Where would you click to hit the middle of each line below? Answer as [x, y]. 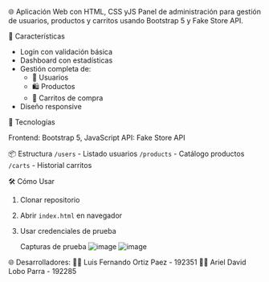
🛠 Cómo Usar [31, 181]
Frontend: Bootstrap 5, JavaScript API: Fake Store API [97, 137]
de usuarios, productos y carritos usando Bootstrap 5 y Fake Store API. [126, 20]
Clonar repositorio [50, 200]
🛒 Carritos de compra [67, 98]
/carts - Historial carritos [50, 165]
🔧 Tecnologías [32, 122]
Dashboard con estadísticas [66, 60]
